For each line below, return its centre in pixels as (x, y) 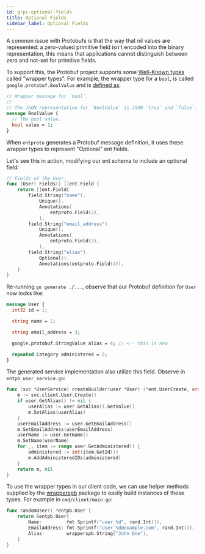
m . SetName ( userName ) (43, 441)
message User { (26, 305)
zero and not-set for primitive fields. (52, 60)
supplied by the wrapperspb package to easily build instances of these (95, 493)
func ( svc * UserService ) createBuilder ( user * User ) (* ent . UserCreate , (98, 389)
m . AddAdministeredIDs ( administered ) (75, 458)
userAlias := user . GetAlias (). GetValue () (82, 406)
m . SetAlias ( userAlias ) (57, 412)
